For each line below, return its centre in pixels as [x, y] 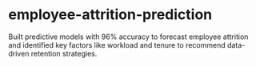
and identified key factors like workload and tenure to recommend [117, 45]
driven [19, 53]
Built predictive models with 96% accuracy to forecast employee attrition [128, 37]
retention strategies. [64, 53]
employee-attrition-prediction [110, 15]
